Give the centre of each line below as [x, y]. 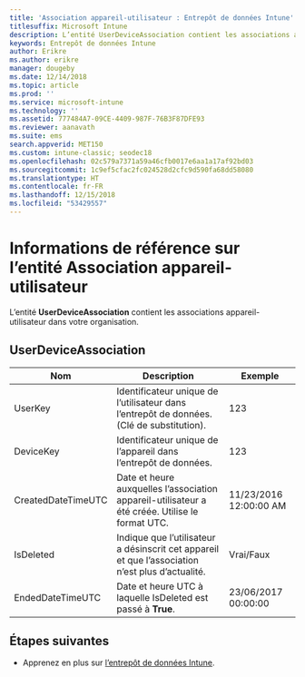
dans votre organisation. [93, 321]
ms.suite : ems [36, 136]
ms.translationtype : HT [54, 178]
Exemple [260, 376]
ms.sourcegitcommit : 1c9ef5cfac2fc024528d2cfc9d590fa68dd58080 [132, 170]
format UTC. [143, 523]
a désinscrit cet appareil [168, 548]
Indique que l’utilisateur [166, 537]
